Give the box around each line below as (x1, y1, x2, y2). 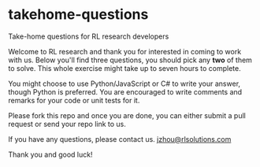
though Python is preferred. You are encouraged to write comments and (8, 87, 243, 96)
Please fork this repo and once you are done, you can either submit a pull (8, 110, 246, 120)
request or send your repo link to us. (8, 119, 126, 128)
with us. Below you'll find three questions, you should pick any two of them (8, 55, 252, 65)
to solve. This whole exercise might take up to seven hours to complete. (8, 63, 242, 72)
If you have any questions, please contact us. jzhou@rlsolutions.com (8, 134, 232, 143)
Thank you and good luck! (8, 150, 93, 159)
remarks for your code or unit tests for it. (8, 95, 140, 105)
